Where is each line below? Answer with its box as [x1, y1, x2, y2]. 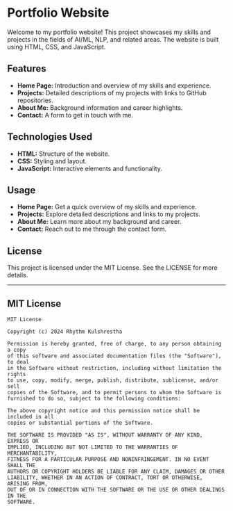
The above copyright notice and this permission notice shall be [7, 407, 200, 414]
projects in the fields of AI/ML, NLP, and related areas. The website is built [7, 35, 219, 43]
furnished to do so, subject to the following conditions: [7, 395, 182, 402]
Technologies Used [7, 131, 92, 143]
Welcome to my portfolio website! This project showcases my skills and [7, 28, 212, 36]
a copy [7, 346, 26, 353]
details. [7, 271, 28, 279]
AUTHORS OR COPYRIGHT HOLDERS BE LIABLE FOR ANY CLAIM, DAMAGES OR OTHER [7, 468, 225, 475]
